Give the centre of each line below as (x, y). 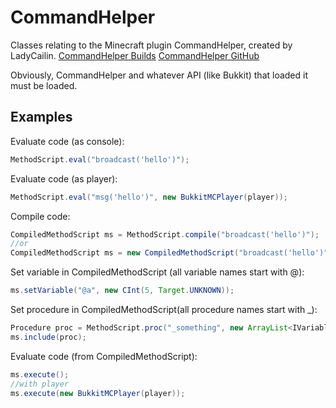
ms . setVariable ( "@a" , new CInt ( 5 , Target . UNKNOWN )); (122, 291)
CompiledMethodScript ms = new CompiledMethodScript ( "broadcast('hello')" (169, 253)
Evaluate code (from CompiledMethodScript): (104, 356)
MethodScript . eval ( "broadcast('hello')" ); (100, 159)
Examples (41, 117)
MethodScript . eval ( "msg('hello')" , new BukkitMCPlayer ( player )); (149, 197)
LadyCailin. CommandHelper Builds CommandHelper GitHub (135, 55)
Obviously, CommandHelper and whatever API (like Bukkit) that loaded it (159, 75)
